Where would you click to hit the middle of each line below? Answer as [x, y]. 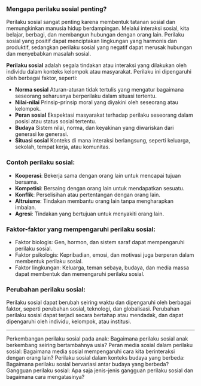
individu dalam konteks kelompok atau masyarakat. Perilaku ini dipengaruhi [99, 72]
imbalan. [25, 207]
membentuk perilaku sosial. [49, 261]
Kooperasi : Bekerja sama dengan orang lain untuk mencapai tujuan [98, 175]
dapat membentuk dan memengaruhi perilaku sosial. [80, 273]
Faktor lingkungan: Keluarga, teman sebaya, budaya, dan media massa [102, 268]
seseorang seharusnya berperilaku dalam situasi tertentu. [86, 96]
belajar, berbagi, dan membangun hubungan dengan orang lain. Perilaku [95, 35]
